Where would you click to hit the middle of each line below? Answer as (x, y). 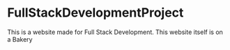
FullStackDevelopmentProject (95, 13)
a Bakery (20, 39)
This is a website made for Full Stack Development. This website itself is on (115, 32)
